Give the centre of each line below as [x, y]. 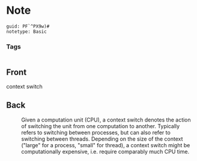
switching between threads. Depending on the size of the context [102, 139]
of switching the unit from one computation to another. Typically [101, 126]
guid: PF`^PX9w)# [28, 26]
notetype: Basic [26, 31]
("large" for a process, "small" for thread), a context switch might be [106, 145]
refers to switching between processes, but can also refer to [96, 132]
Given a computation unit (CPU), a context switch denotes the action [106, 120]
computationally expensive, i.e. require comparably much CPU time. [105, 151]
